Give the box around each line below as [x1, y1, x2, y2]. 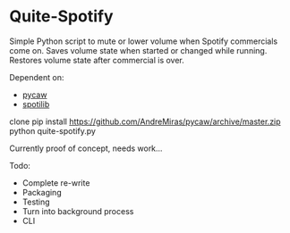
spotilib [21, 98, 50, 109]
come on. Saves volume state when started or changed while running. [9, 45, 268, 55]
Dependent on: [9, 71, 64, 82]
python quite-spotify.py [9, 125, 97, 136]
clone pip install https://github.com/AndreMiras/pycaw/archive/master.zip [9, 116, 281, 127]
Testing [21, 196, 51, 207]
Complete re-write [21, 177, 90, 188]
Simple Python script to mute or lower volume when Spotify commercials [9, 36, 278, 46]
